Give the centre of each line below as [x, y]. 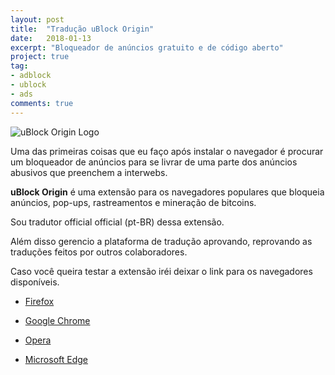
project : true [40, 57]
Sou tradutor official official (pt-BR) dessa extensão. [117, 222]
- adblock [31, 76]
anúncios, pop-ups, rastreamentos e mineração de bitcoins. [133, 202]
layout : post [37, 19]
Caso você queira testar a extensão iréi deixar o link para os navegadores [161, 271]
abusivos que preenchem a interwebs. [89, 172]
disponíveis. [35, 282]
